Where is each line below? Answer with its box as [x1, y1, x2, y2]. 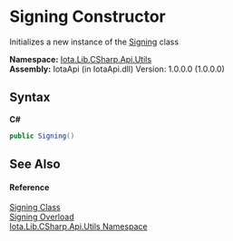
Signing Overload [9, 211, 74, 223]
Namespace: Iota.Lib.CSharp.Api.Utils [9, 53, 152, 64]
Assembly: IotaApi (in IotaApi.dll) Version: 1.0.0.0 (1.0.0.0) [9, 63, 225, 74]
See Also [9, 157, 61, 172]
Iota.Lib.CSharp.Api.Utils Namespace [9, 221, 148, 232]
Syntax [9, 90, 51, 105]
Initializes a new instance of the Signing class [9, 36, 180, 47]
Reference [9, 181, 50, 192]
